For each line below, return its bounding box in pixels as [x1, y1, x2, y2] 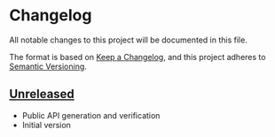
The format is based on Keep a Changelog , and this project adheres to [9, 51, 266, 62]
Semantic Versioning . [9, 61, 87, 72]
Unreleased [9, 87, 75, 102]
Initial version [21, 119, 71, 130]
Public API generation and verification [21, 110, 161, 120]
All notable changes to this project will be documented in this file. [9, 34, 248, 45]
